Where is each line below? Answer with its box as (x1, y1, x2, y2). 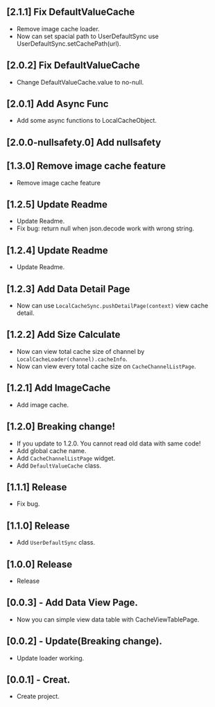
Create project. (16, 692, 60, 701)
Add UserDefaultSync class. (16, 538, 95, 547)
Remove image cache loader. (16, 24, 100, 33)
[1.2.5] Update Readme (6, 198, 108, 211)
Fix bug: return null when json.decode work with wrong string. (16, 224, 195, 232)
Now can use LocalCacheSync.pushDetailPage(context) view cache (16, 302, 209, 310)
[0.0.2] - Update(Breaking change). (6, 636, 162, 647)
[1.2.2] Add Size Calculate (6, 329, 121, 341)
